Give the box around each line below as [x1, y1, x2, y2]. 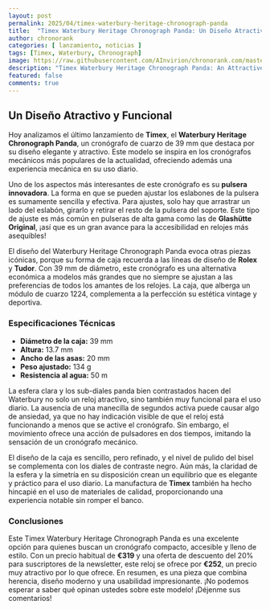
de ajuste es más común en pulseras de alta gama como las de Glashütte [8, 214, 252, 223]
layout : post [8, 11, 52, 20]
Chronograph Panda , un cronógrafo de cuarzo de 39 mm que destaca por [8, 138, 255, 149]
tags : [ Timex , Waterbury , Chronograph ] [8, 49, 142, 57]
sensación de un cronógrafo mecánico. [8, 437, 138, 447]
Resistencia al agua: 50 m [19, 370, 108, 380]
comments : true [8, 79, 59, 87]
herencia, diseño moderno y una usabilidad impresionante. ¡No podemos [8, 576, 249, 586]
